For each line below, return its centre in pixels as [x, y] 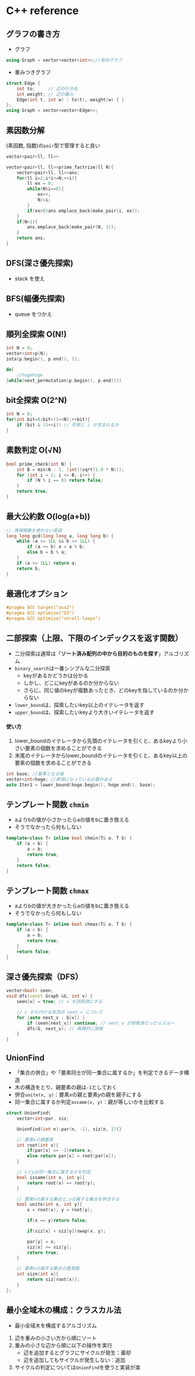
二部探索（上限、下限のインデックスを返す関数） [95, 638]
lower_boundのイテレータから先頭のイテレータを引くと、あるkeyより [98, 741]
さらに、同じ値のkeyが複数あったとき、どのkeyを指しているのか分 [103, 690]
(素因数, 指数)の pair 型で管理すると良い [53, 145]
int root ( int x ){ [38, 1145]
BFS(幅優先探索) [36, 299]
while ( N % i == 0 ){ [46, 189]
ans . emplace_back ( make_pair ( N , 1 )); [72, 227]
